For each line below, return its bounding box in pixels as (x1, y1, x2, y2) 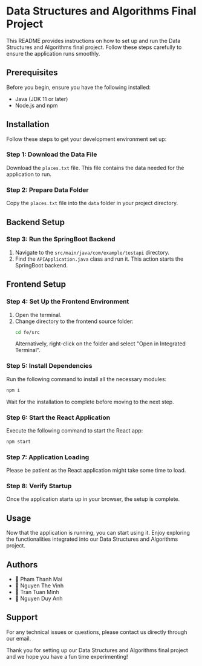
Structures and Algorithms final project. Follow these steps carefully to (6, 44, 182, 51)
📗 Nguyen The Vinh (15, 582, 64, 589)
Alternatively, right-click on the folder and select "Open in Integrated (15, 340, 186, 347)
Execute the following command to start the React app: (6, 426, 143, 434)
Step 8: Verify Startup (6, 482, 72, 490)
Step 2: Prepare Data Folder (6, 186, 89, 194)
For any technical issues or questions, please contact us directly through (6, 628, 187, 636)
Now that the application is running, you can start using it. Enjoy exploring (6, 529, 191, 537)
